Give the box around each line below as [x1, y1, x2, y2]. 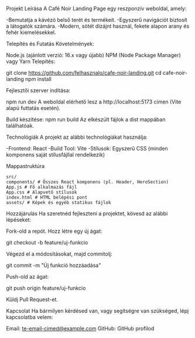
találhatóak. [6, 122, 34, 129]
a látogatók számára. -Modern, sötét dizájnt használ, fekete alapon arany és [6, 23, 190, 29]
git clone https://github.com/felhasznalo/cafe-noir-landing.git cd [6, 69, 162, 76]
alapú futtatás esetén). [6, 105, 61, 111]
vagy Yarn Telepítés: [6, 58, 56, 65]
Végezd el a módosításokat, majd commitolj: [6, 250, 112, 257]
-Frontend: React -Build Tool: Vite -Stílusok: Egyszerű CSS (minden [6, 145, 168, 152]
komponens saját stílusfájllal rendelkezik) [6, 151, 105, 158]
